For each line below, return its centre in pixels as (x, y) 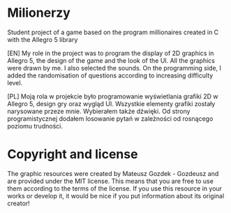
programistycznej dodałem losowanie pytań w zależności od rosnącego (110, 118)
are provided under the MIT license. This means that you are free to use (111, 181)
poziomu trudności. (35, 126)
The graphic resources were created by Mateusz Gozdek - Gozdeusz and (113, 173)
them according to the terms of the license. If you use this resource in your (114, 188)
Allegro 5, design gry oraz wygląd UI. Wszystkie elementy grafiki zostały (111, 103)
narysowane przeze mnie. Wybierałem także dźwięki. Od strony (99, 111)
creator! (18, 203)
